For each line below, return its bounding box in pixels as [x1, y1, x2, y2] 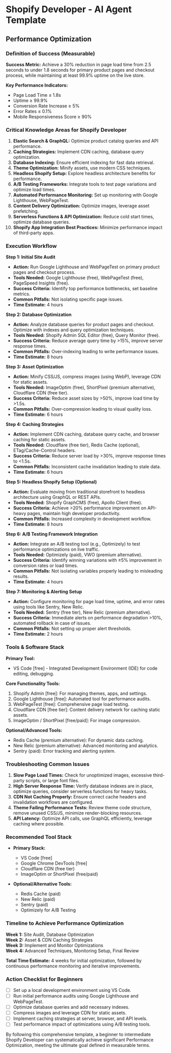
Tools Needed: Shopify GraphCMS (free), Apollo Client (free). [13, 500, 143, 506]
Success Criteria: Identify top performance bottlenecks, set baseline [13, 286, 158, 292]
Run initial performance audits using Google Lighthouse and [13, 993, 139, 999]
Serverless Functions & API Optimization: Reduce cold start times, [13, 214, 154, 220]
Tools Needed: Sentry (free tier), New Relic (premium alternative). [13, 609, 152, 615]
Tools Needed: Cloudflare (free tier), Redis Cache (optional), [13, 442, 140, 448]
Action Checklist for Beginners [6, 976, 83, 983]
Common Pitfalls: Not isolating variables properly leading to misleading [13, 568, 163, 574]
